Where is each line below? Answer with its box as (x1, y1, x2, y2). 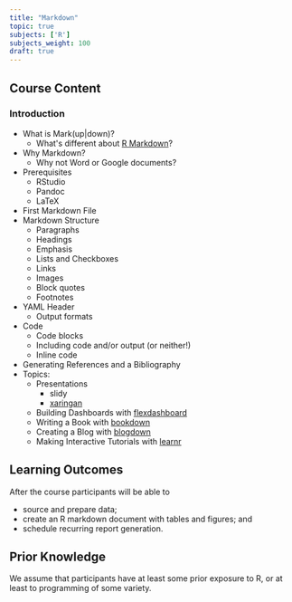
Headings (35, 234, 72, 244)
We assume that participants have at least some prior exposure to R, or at (9, 573, 283, 584)
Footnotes (35, 291, 74, 302)
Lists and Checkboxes (35, 253, 119, 263)
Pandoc (35, 186, 65, 196)
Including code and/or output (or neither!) (35, 339, 192, 350)
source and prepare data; (22, 503, 118, 514)
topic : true (9, 22, 54, 31)
